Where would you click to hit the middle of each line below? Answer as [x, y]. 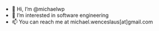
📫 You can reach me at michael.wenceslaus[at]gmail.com [82, 22]
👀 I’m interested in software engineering [60, 15]
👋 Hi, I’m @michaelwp [38, 9]
